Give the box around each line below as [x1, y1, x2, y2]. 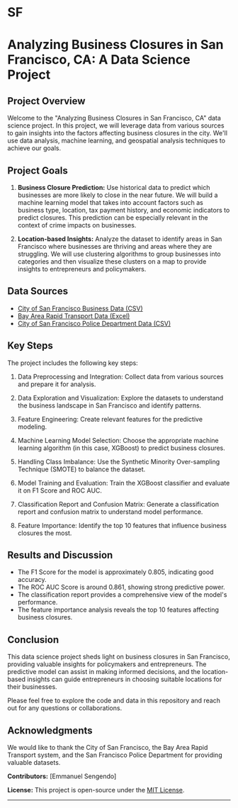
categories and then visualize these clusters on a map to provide [17, 257, 207, 266]
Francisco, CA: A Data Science [7, 52, 191, 68]
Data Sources [7, 285, 69, 298]
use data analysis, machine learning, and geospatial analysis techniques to [7, 136, 225, 145]
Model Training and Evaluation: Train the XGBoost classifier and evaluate [17, 478, 230, 487]
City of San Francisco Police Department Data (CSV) [17, 319, 171, 327]
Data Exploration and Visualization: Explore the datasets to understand [17, 393, 224, 402]
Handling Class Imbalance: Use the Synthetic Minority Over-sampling [17, 457, 220, 466]
